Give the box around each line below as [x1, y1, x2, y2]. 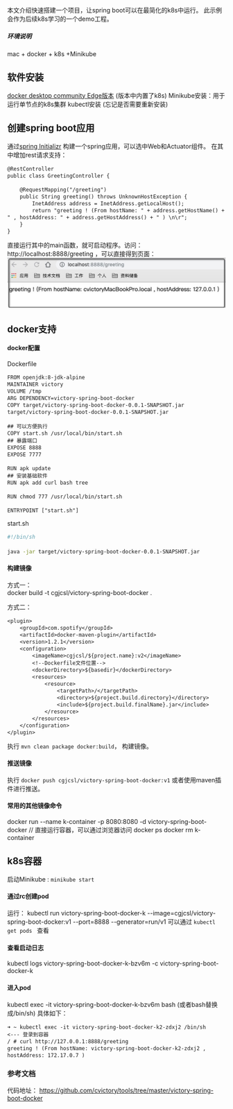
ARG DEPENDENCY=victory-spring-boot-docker [7, 395, 135, 402]
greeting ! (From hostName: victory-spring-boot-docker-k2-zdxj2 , [7, 1044, 207, 1052]
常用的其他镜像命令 [7, 802, 62, 810]
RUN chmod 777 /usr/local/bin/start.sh [7, 493, 123, 500]
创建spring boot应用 [7, 122, 95, 134]
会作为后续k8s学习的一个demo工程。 [7, 15, 113, 23]
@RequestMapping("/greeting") [19, 186, 107, 193]
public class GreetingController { [7, 172, 110, 179]
